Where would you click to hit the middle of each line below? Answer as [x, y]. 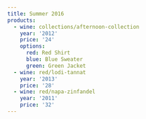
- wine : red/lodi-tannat [50, 72]
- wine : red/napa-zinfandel [55, 92]
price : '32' [37, 105]
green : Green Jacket [56, 66]
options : [33, 46]
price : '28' [37, 85]
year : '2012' [39, 33]
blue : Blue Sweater [54, 59]
